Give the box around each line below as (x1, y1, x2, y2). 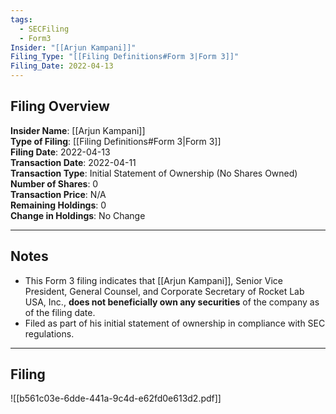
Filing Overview (10, 98, 110, 115)
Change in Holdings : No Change (10, 209, 146, 221)
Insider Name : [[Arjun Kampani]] (10, 124, 146, 136)
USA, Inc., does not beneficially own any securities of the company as (24, 296, 320, 308)
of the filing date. (24, 306, 96, 318)
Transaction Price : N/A (10, 188, 107, 200)
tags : (10, 14, 33, 25)
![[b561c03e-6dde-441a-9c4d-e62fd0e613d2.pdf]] (10, 392, 222, 405)
